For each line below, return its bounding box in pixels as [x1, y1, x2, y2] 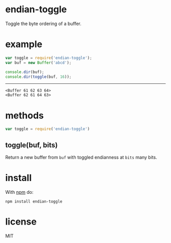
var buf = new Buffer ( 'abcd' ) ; [5, 60, 72, 65]
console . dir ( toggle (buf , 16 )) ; [5, 74, 72, 79]
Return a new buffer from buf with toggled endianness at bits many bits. [5, 154, 157, 160]
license [5, 216, 37, 228]
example [5, 38, 43, 50]
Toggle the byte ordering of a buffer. [5, 20, 81, 27]
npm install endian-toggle [5, 198, 63, 204]
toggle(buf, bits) [5, 141, 58, 149]
